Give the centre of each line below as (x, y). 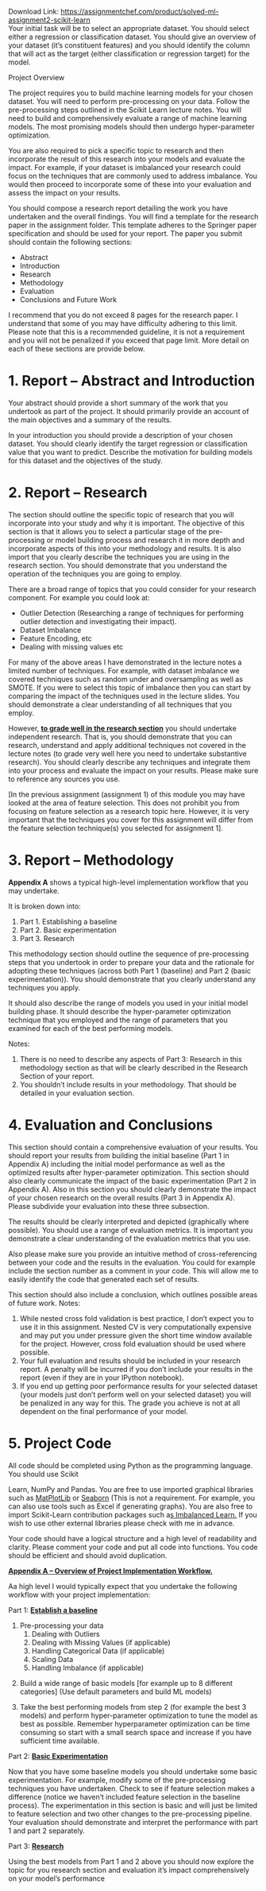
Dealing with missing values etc (71, 646)
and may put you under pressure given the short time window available (136, 1335)
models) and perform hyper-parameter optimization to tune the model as (139, 1715)
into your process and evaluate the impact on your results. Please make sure (133, 770)
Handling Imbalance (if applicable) (88, 1668)
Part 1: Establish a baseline (53, 1610)
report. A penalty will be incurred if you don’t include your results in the (136, 1369)
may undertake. (34, 890)
